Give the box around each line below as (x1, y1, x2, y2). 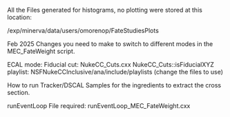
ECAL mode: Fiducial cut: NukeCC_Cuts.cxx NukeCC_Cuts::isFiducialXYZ (7, 61, 214, 68)
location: (7, 13, 32, 21)
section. (7, 89, 30, 96)
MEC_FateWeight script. (7, 47, 75, 55)
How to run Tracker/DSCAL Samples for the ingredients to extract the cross (7, 81, 222, 89)
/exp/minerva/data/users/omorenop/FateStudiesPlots (7, 27, 159, 34)
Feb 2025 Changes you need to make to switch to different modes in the (7, 40, 213, 47)
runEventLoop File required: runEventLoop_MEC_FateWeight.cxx (7, 102, 191, 109)
